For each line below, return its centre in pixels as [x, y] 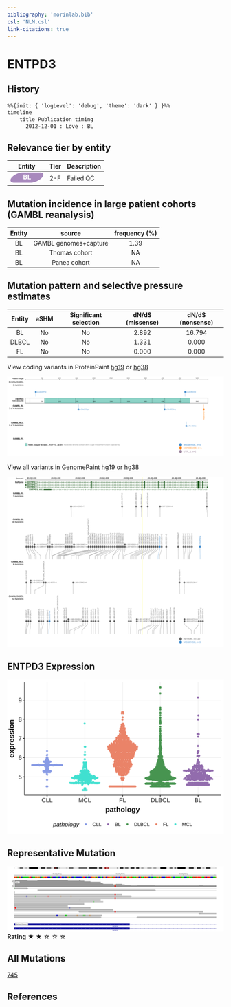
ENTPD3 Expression [51, 666]
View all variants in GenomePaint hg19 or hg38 [73, 467]
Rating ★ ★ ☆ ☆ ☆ [37, 937]
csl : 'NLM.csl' [29, 22]
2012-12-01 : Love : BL [59, 127]
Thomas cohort [71, 253]
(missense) [143, 323]
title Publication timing [57, 120]
